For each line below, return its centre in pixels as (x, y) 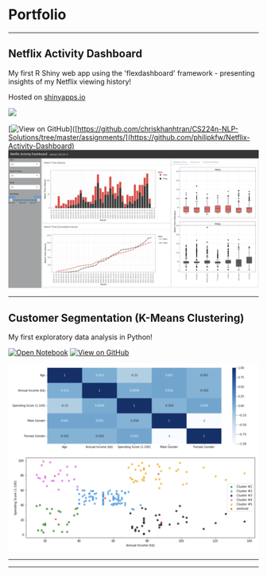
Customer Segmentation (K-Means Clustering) (126, 317)
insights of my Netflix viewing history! (70, 81)
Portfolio (37, 15)
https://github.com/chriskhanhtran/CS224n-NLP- (158, 128)
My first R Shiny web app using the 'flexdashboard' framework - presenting (132, 72)
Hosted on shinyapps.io (47, 96)
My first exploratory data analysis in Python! (80, 337)
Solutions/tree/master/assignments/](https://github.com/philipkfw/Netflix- (129, 137)
